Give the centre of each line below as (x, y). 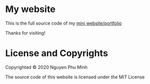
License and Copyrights (57, 53)
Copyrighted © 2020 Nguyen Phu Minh (47, 67)
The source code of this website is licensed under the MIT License (75, 77)
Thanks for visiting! (25, 33)
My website (31, 9)
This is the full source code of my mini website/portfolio (64, 23)
